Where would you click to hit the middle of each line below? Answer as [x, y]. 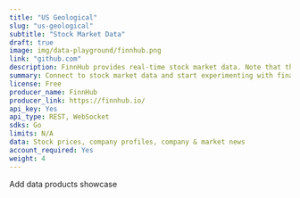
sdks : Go [25, 126]
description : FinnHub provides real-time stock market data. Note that [145, 68]
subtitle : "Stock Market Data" [67, 34]
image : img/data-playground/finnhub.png [86, 51]
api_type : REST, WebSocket [59, 117]
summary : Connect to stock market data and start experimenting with [142, 76]
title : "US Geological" [54, 17]
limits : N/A [31, 134]
